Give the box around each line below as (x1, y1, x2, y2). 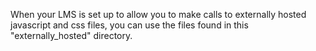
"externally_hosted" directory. (10, 30, 133, 41)
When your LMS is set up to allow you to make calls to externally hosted (10, 9, 307, 20)
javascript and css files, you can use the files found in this (10, 19, 249, 31)
